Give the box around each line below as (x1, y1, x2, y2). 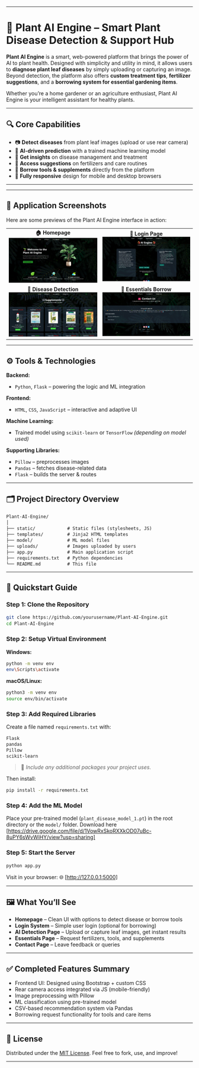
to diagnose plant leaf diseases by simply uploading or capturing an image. (6, 66, 192, 73)
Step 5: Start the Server (6, 848, 76, 857)
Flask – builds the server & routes (14, 470, 97, 477)
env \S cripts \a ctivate (6, 667, 60, 673)
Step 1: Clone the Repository (6, 601, 89, 609)
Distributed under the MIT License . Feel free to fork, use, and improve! (6, 1050, 178, 1057)
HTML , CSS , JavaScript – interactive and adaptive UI (14, 406, 137, 413)
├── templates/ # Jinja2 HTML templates (6, 531, 129, 537)
